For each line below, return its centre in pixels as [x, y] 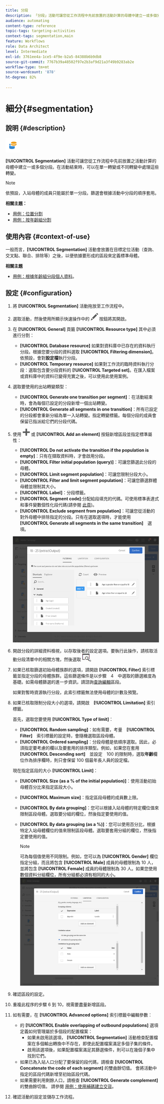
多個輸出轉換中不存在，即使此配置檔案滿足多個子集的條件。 [95, 1044]
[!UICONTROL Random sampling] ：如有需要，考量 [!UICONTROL [87, 729]
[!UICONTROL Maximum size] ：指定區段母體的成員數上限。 [80, 797]
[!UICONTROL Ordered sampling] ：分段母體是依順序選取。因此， [86, 742]
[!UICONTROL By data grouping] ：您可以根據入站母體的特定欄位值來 [89, 808]
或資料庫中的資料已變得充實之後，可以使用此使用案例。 [75, 376]
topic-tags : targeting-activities [41, 31]
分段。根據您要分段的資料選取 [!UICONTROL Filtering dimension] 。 [88, 351]
